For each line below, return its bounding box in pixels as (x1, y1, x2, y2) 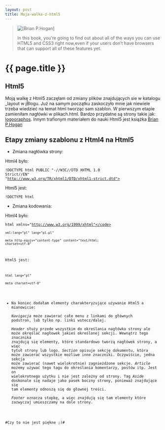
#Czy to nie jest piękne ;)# (5, 420, 65, 425)
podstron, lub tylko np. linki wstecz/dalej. (11, 318, 107, 323)
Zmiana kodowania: (12, 203, 52, 209)
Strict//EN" (5, 172, 30, 177)
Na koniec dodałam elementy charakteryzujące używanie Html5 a (11, 300, 144, 305)
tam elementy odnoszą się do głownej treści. (11, 387, 107, 392)
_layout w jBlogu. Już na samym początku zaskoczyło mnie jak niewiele (5, 100, 150, 106)
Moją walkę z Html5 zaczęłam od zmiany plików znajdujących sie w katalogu (5, 95, 161, 101)
